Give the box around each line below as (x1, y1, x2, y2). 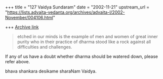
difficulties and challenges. (17, 44, 73, 50)
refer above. (5, 59, 30, 64)
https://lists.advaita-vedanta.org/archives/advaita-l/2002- (7, 9, 125, 15)
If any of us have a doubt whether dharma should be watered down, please (5, 53, 158, 59)
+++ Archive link (5, 24, 39, 30)
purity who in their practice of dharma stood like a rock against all (17, 39, 151, 45)
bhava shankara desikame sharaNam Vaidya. (5, 68, 97, 74)
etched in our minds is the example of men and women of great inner (17, 34, 158, 39)
